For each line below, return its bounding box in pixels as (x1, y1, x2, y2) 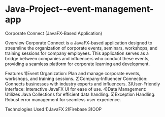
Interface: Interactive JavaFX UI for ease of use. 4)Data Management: (5, 86, 147, 92)
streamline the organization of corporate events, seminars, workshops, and (5, 45, 158, 51)
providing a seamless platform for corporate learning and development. (5, 61, 150, 67)
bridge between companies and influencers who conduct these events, (5, 55, 150, 61)
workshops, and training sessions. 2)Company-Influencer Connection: (5, 76, 148, 81)
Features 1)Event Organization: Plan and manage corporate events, (5, 70, 141, 76)
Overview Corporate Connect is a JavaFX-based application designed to (5, 39, 153, 45)
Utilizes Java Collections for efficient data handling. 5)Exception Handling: (5, 91, 156, 97)
